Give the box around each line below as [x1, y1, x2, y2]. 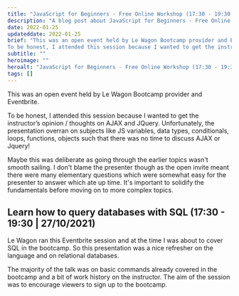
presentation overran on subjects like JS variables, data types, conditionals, [7, 126, 230, 135]
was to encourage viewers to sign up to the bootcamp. [7, 280, 168, 289]
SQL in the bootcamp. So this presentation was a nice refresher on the [7, 244, 213, 252]
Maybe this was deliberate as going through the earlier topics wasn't [7, 155, 208, 164]
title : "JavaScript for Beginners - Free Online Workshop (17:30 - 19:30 [7, 10, 231, 18]
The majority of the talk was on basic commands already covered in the [7, 265, 218, 274]
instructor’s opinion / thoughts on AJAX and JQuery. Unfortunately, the [7, 118, 215, 127]
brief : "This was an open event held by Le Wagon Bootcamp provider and [7, 37, 228, 44]
